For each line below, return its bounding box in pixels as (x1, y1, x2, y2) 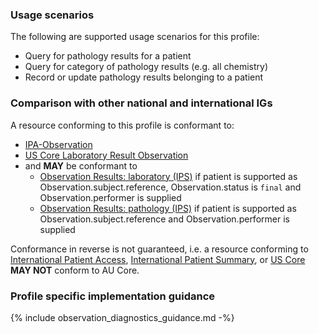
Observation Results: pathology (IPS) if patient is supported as (39, 202, 297, 214)
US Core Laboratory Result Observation (24, 149, 189, 161)
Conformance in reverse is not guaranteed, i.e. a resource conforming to (10, 243, 309, 255)
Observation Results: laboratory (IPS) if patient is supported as (39, 170, 298, 182)
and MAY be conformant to (24, 159, 138, 172)
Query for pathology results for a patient (24, 50, 192, 62)
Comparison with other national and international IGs (10, 96, 273, 110)
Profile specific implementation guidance (10, 289, 216, 303)
